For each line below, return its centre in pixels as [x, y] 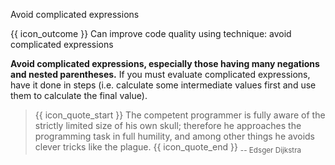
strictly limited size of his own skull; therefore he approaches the [168, 125]
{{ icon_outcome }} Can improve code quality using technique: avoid [151, 33]
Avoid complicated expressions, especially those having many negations [165, 63]
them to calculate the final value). [79, 95]
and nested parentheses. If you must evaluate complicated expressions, [160, 74]
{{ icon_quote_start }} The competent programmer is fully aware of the [180, 115]
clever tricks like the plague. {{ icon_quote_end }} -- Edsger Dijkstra [168, 148]
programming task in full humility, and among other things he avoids [174, 136]
